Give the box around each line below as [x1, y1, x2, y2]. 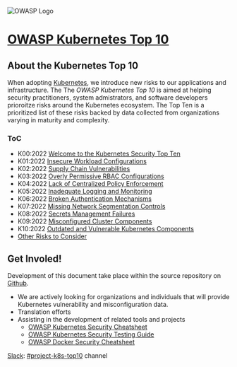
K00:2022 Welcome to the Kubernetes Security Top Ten [17, 149, 181, 158]
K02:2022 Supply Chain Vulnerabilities [17, 165, 130, 173]
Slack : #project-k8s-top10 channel [7, 351, 108, 360]
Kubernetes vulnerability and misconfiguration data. [17, 301, 169, 309]
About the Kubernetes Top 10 [7, 59, 139, 71]
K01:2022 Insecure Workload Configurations [17, 157, 147, 165]
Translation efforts [17, 308, 71, 316]
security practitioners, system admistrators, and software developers [7, 93, 208, 102]
